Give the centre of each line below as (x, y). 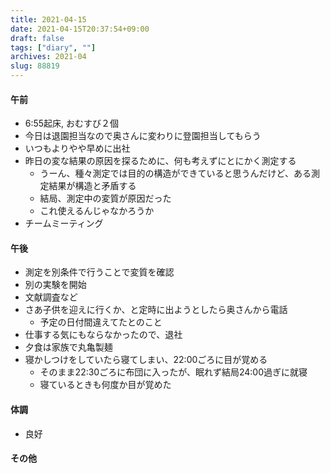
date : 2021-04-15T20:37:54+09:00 (80, 29)
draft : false (37, 38)
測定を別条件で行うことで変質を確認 (99, 272)
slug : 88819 (35, 66)
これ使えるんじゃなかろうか (97, 211)
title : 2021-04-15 (48, 19)
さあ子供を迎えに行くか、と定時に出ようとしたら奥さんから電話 (156, 310)
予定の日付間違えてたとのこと (101, 322)
